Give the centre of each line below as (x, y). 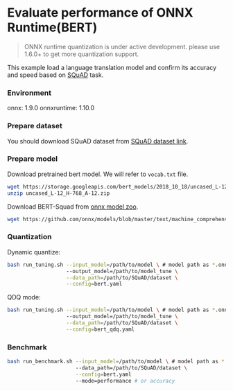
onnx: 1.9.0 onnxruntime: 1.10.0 (51, 108)
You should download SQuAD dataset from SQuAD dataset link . (98, 141)
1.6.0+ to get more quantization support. (81, 54)
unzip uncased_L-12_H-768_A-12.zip (59, 193)
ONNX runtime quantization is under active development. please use (122, 46)
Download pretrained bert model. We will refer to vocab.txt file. (98, 174)
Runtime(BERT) (52, 27)
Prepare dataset (35, 126)
